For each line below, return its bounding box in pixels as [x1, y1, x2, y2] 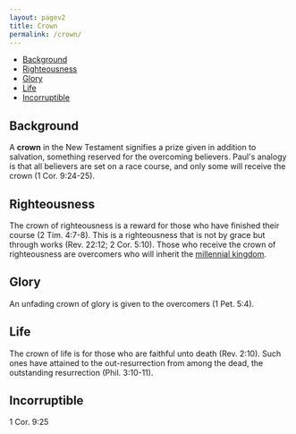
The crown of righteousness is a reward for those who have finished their [9, 220, 280, 231]
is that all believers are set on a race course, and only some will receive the [9, 161, 286, 172]
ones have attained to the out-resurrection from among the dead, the [9, 357, 264, 368]
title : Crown [9, 21, 58, 30]
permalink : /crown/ [9, 30, 82, 38]
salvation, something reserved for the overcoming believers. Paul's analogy [9, 151, 287, 162]
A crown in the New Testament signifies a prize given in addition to [9, 142, 257, 153]
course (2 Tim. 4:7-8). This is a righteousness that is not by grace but [9, 230, 266, 240]
